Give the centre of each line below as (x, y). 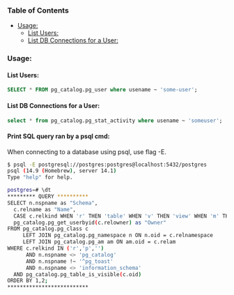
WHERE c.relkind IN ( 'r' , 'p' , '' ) (56, 249)
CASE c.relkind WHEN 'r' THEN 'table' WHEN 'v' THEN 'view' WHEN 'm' (116, 216)
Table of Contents (38, 10)
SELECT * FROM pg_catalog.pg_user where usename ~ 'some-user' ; (102, 90)
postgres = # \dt (29, 190)
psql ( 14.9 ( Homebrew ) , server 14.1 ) (62, 171)
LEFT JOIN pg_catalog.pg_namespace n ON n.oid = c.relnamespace (118, 236)
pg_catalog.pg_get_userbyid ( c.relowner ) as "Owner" (90, 222)
